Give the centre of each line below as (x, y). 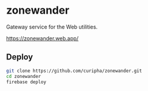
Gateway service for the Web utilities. (52, 27)
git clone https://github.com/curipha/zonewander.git (74, 71)
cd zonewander (24, 76)
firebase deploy (26, 82)
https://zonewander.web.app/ (42, 38)
